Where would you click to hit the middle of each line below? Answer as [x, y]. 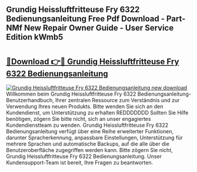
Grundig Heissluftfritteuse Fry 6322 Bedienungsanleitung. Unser [84, 156]
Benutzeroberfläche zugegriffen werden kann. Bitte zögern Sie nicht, [89, 150]
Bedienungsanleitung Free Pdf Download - [85, 19]
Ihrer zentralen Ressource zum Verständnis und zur [117, 100]
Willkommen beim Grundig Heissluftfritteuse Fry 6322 [71, 94]
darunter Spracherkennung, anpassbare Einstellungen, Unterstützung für [95, 138]
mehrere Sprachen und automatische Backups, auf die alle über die [88, 144]
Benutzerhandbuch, [30, 100]
